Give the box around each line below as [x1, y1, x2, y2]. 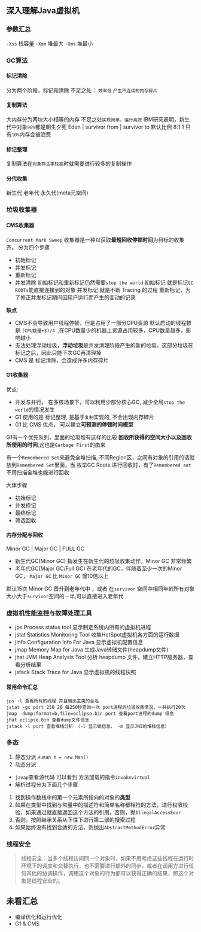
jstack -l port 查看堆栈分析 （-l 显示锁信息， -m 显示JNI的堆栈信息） [6, 723, 169, 730]
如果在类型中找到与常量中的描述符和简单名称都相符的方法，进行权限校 [14, 801, 188, 808]
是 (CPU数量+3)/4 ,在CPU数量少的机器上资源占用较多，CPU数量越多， [14, 327, 187, 334]
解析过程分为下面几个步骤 [14, 781, 78, 788]
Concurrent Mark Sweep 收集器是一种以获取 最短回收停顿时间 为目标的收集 [6, 236, 185, 243]
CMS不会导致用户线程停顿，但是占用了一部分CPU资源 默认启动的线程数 [14, 319, 192, 326]
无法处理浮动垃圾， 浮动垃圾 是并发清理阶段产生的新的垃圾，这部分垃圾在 [14, 342, 193, 349]
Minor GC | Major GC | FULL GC [6, 545, 85, 552]
